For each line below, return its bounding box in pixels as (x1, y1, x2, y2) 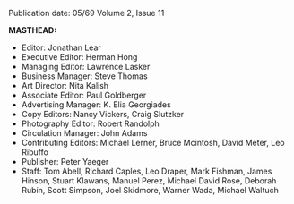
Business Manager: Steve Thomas (21, 71, 149, 81)
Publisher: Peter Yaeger (21, 157, 109, 166)
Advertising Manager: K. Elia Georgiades (21, 99, 171, 110)
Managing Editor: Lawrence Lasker (21, 62, 151, 72)
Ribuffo (21, 147, 48, 157)
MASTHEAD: (8, 25, 57, 35)
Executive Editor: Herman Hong (21, 52, 138, 62)
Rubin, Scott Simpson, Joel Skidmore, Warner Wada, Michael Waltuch (21, 185, 280, 195)
